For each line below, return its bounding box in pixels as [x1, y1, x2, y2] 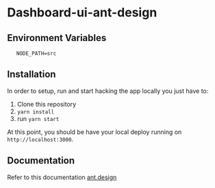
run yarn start [16, 114, 60, 122]
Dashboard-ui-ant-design [7, 5, 157, 21]
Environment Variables [7, 32, 107, 44]
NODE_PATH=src [16, 50, 57, 57]
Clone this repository [16, 100, 77, 108]
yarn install [16, 108, 55, 116]
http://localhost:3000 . [7, 135, 74, 143]
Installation [7, 68, 56, 80]
